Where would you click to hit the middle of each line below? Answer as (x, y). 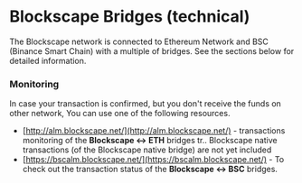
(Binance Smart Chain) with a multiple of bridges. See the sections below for (152, 50)
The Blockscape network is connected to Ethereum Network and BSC (139, 41)
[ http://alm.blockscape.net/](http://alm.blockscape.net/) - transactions (154, 131)
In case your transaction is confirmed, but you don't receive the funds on (146, 104)
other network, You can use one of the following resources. (120, 114)
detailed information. (48, 60)
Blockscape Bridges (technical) (130, 17)
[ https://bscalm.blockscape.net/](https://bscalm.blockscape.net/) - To (153, 160)
